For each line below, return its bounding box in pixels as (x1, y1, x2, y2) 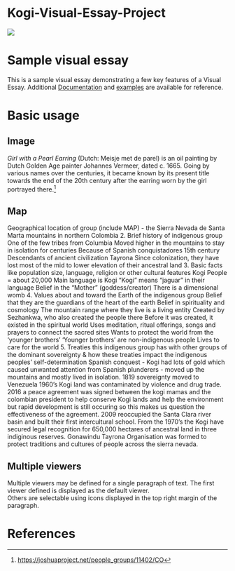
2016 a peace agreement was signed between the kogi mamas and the (7, 388, 211, 396)
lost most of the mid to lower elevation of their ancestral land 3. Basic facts (7, 261, 223, 269)
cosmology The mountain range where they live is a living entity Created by (7, 306, 225, 314)
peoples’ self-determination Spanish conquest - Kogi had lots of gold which (7, 358, 225, 366)
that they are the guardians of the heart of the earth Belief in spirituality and (7, 298, 225, 307)
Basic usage (7, 107, 80, 123)
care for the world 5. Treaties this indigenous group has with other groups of (7, 343, 227, 351)
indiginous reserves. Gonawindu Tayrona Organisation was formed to (7, 433, 207, 441)
